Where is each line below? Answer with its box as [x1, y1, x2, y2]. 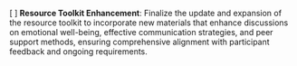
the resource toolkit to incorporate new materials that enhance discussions [9, 17, 289, 28]
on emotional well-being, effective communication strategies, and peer [9, 27, 273, 37]
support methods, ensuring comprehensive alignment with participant [9, 36, 270, 47]
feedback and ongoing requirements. [9, 46, 148, 57]
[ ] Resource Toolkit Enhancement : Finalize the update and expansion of [9, 8, 283, 18]
